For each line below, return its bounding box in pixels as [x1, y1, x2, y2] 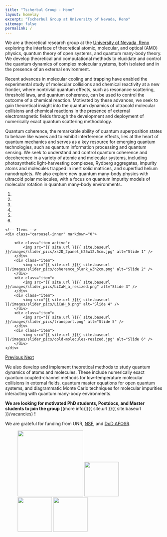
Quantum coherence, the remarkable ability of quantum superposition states [5, 128, 162, 134]
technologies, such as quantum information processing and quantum [5, 144, 147, 150]
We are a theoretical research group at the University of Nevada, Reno [5, 40, 150, 46]
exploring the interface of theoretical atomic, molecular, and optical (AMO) [5, 45, 158, 51]
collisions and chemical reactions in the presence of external [5, 108, 130, 114]
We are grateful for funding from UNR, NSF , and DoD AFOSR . [5, 421, 131, 427]
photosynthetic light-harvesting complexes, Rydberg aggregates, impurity [5, 160, 157, 166]
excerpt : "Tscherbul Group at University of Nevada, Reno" [5, 17, 131, 22]
